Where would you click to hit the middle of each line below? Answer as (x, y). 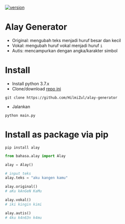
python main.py (20, 115)
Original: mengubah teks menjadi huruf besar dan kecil (66, 40)
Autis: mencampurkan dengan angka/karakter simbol (65, 50)
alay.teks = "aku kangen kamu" (36, 178)
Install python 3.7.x (31, 83)
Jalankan (21, 106)
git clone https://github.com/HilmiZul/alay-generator (61, 97)
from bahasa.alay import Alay (35, 156)
